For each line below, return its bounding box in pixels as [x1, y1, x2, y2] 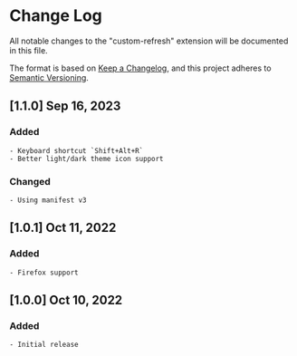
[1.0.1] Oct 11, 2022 [9, 220, 117, 236]
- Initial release [9, 341, 79, 350]
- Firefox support [9, 268, 79, 277]
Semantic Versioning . [9, 72, 89, 82]
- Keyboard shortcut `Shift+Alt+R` [9, 146, 144, 155]
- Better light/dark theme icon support [9, 154, 165, 163]
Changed [9, 175, 52, 188]
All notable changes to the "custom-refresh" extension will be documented [9, 35, 289, 46]
